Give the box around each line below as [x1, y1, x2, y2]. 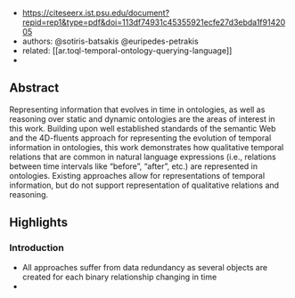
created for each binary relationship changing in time [21, 271, 217, 282]
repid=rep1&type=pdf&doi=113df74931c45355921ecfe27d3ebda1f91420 [21, 17, 286, 28]
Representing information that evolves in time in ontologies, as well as [9, 104, 266, 115]
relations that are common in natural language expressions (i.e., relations [9, 151, 276, 162]
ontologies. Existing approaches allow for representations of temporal [9, 170, 266, 181]
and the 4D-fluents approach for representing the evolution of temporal [9, 133, 272, 143]
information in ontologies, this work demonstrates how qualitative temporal [9, 141, 284, 152]
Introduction [9, 242, 64, 254]
